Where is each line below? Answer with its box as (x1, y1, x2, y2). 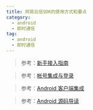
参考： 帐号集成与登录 (20, 72, 74, 79)
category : (6, 14, 31, 20)
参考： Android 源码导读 (20, 97, 79, 105)
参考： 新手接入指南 (20, 59, 69, 66)
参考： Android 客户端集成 (20, 84, 85, 91)
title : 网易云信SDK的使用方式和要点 (6, 8, 87, 15)
